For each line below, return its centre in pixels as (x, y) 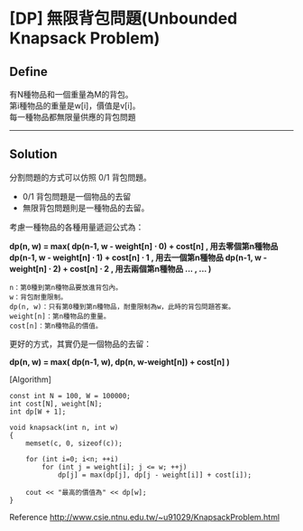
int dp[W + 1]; (38, 412)
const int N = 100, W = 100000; (70, 396)
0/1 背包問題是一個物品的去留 (77, 196)
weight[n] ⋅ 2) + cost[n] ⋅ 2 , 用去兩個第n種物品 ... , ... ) (110, 268)
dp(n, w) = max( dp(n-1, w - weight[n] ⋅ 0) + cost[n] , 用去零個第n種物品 (144, 246)
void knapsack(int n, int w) (64, 427)
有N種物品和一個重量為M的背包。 (71, 94)
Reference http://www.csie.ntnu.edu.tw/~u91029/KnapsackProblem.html (145, 517)
